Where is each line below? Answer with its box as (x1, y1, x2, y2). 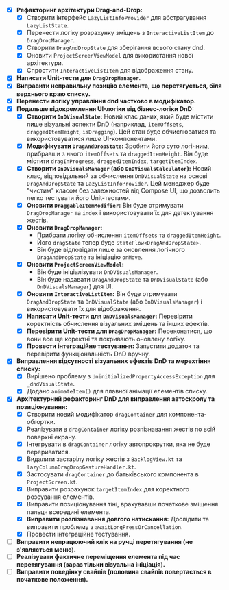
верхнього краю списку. (16, 89, 91, 98)
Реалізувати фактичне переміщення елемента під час (16, 553, 180, 561)
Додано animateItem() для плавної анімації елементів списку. (26, 387, 208, 395)
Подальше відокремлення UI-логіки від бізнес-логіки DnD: (16, 104, 195, 112)
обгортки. (26, 417, 56, 426)
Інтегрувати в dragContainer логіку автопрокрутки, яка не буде (26, 440, 210, 448)
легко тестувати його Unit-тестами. (26, 193, 131, 201)
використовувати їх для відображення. (26, 305, 141, 313)
